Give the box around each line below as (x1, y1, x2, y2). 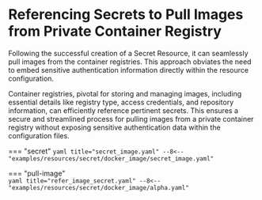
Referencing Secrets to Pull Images (8, 6, 244, 24)
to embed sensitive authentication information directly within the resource (8, 65, 249, 74)
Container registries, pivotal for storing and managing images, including (8, 89, 242, 98)
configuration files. (8, 130, 70, 140)
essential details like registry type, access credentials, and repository (8, 97, 234, 107)
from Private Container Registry (8, 22, 222, 40)
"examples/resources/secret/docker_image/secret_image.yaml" (8, 154, 215, 163)
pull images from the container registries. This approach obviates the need (8, 57, 252, 66)
